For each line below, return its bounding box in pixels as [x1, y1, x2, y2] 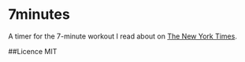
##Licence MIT [8, 46, 58, 56]
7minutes [8, 5, 71, 24]
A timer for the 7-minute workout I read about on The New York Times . [8, 31, 238, 41]
